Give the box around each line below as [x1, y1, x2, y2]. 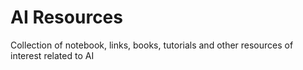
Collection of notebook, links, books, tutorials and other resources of [10, 39, 294, 51]
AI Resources [10, 6, 123, 29]
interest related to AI [10, 49, 95, 61]
